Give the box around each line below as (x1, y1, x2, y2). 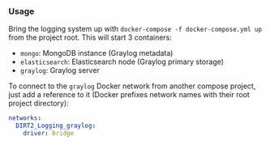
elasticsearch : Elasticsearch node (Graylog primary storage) (19, 57, 225, 66)
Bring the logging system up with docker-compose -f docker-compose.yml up (8, 24, 262, 34)
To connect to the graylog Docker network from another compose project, (8, 81, 256, 91)
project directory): (8, 99, 69, 109)
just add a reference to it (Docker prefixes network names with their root (8, 90, 250, 100)
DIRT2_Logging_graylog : (15, 122, 96, 130)
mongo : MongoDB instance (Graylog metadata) (19, 49, 174, 58)
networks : (8, 114, 42, 122)
